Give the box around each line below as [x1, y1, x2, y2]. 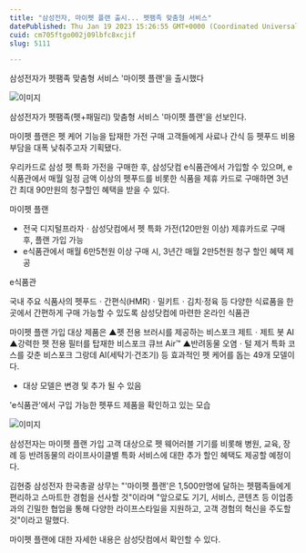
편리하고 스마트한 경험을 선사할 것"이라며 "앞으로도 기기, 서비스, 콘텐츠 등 [9, 492, 270, 503]
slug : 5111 [9, 38, 51, 48]
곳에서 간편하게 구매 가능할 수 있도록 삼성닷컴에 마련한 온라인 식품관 [9, 307, 250, 319]
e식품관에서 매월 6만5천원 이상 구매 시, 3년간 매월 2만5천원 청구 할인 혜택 [22, 246, 285, 257]
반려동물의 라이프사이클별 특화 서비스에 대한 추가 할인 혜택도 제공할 [28, 450, 267, 461]
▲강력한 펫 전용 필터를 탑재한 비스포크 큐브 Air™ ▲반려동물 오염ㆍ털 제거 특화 [9, 338, 286, 349]
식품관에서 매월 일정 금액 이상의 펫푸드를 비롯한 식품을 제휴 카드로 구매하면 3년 [9, 173, 289, 184]
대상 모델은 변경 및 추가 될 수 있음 [22, 380, 142, 392]
